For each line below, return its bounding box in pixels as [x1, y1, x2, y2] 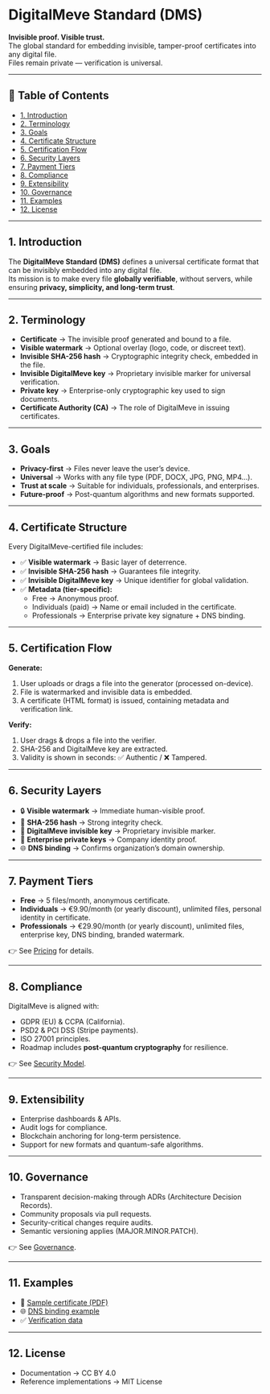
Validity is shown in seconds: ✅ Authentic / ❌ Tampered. [19, 752, 207, 762]
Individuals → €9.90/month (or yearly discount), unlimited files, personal [19, 904, 262, 914]
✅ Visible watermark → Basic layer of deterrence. [19, 557, 187, 567]
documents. [19, 395, 60, 404]
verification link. [19, 704, 74, 714]
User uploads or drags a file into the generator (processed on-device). [19, 678, 254, 688]
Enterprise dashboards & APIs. [19, 1114, 122, 1124]
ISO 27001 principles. [19, 1034, 91, 1044]
